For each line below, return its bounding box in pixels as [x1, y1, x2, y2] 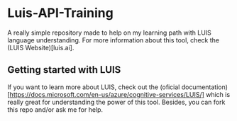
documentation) [181, 83, 228, 91]
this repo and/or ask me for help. [7, 105, 104, 114]
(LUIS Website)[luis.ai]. [7, 43, 75, 52]
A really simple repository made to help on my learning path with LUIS [7, 28, 211, 37]
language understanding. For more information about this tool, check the [7, 35, 220, 44]
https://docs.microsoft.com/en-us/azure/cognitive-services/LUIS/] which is [9, 90, 231, 98]
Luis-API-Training [7, 5, 114, 21]
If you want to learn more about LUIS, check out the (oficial [7, 83, 180, 91]
